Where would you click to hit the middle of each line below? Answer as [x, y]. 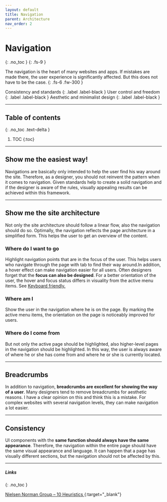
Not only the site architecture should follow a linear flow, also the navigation [83, 225]
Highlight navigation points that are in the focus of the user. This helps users [83, 259]
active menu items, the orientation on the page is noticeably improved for [80, 315]
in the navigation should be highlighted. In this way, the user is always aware [83, 349]
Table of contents [33, 118]
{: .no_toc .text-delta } [28, 129]
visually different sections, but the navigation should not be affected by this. [83, 456]
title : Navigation [24, 14]
